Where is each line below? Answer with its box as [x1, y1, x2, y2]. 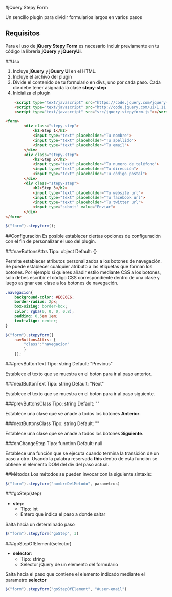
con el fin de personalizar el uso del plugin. [5, 238, 96, 244]
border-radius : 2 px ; [14, 299, 58, 304]
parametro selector [5, 576, 47, 583]
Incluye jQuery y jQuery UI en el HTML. [12, 68, 97, 74]
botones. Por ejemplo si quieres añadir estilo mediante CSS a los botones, [5, 269, 161, 275]
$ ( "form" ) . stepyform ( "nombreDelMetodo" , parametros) [5, 481, 120, 487]
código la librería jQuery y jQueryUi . [5, 48, 82, 54]
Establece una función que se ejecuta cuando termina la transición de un [5, 450, 159, 456]
